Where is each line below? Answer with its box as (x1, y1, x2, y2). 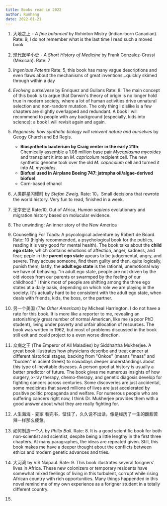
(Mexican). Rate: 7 (12, 58, 51, 64)
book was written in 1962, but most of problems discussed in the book (12, 327, 157, 333)
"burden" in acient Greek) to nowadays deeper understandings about (12, 359, 155, 365)
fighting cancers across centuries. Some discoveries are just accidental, (12, 380, 161, 386)
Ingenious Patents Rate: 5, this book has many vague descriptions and (12, 67, 157, 73)
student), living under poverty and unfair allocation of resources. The (12, 321, 155, 327)
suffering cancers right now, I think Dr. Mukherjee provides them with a (12, 396, 159, 402)
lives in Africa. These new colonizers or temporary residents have (12, 465, 148, 471)
